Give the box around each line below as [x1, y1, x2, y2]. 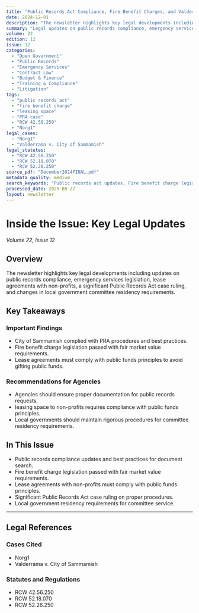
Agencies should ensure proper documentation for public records [14, 391, 175, 398]
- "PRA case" [11, 114, 44, 120]
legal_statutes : [6, 147, 46, 153]
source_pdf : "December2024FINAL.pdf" [6, 169, 99, 176]
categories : [6, 48, 36, 54]
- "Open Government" [11, 53, 62, 59]
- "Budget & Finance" [11, 75, 65, 81]
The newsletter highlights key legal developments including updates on [6, 270, 179, 277]
